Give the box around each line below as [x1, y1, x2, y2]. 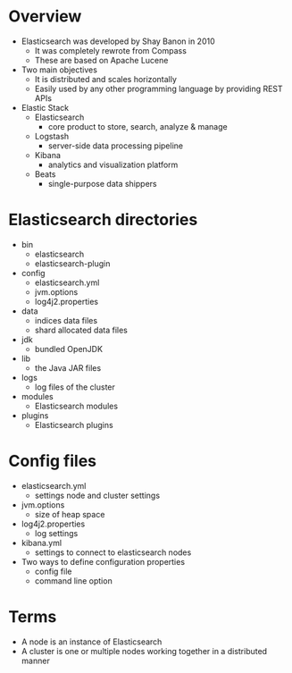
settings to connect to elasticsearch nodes [34, 547, 192, 558]
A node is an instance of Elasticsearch [21, 636, 163, 647]
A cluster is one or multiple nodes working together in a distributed [21, 645, 268, 656]
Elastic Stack [21, 102, 69, 113]
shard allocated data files [34, 324, 129, 335]
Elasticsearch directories [8, 210, 198, 230]
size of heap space [34, 509, 105, 519]
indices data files [34, 315, 98, 325]
